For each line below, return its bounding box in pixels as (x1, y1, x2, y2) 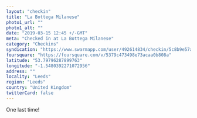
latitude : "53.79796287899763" (6, 57, 83, 63)
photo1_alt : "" (6, 25, 43, 31)
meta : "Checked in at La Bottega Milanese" (6, 36, 114, 41)
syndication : (6, 47, 38, 53)
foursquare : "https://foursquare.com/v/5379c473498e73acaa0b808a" (6, 52, 172, 58)
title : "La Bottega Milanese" (6, 14, 80, 20)
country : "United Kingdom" (6, 85, 72, 91)
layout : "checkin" (6, 8, 51, 15)
